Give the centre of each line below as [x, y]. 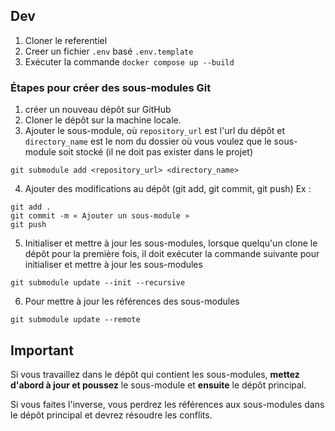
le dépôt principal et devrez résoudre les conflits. [111, 415]
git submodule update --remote [75, 320]
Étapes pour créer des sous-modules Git [111, 87]
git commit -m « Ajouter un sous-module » [100, 216]
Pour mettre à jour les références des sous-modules [132, 301]
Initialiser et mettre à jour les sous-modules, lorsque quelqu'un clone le [171, 243]
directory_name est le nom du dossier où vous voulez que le [148, 141]
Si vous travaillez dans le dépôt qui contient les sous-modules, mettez [155, 374]
